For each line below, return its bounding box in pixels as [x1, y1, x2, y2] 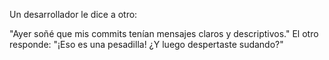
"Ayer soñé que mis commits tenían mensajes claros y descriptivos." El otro [9, 28, 319, 39]
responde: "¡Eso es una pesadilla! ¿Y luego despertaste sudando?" [9, 39, 284, 50]
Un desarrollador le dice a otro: [9, 9, 138, 20]
